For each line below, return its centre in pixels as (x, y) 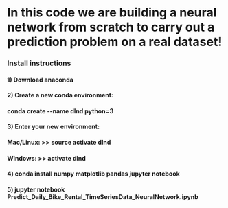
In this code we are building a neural (112, 13)
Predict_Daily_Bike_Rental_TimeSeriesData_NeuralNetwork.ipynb (103, 196)
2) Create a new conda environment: (60, 95)
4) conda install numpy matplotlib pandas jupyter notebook (93, 174)
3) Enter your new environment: (54, 127)
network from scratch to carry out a (111, 27)
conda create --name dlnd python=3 (60, 111)
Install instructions (39, 63)
